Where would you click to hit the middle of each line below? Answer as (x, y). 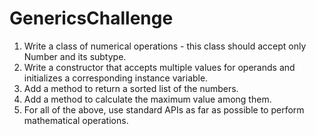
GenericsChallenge (91, 18)
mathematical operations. (76, 120)
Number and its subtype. (75, 56)
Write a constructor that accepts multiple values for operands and (159, 67)
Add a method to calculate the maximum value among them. (147, 99)
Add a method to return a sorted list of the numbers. (131, 88)
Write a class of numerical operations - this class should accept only (165, 46)
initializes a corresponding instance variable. (116, 78)
